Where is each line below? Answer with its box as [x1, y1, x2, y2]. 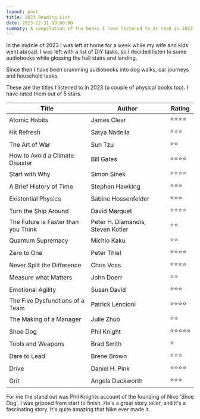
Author [117, 104, 138, 113]
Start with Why [9, 170, 51, 178]
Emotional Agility [9, 285, 57, 294]
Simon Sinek [90, 170, 126, 178]
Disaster [9, 159, 33, 167]
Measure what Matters [9, 273, 73, 281]
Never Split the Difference [9, 261, 82, 269]
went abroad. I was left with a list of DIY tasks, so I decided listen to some [6, 48, 187, 56]
